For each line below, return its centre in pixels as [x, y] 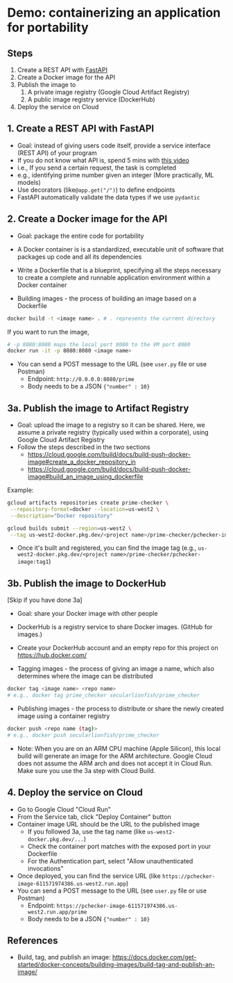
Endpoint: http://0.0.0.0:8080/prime [81, 379]
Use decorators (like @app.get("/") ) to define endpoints [96, 190]
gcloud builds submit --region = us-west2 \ [69, 528]
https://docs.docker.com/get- [154, 957]
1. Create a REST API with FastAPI [81, 129]
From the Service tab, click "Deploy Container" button [94, 817]
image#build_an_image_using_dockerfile [85, 477]
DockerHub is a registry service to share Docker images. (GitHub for [115, 627]
